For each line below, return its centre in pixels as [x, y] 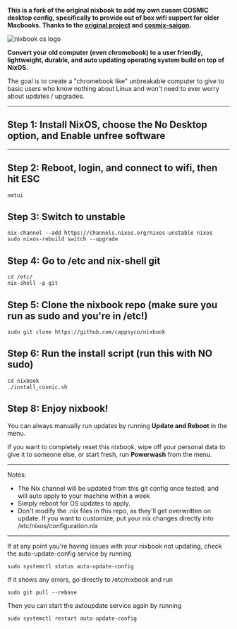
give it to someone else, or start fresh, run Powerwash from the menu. [110, 454]
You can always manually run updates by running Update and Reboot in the [117, 425]
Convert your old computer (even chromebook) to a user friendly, [105, 53]
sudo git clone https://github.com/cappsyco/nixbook [86, 332]
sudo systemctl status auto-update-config [71, 566]
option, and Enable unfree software [86, 136]
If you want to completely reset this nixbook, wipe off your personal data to [116, 446]
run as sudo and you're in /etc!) [78, 316]
